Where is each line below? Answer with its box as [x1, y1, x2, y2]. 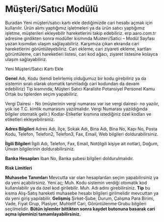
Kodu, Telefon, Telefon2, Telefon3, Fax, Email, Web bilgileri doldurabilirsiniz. [5, 131, 159, 137]
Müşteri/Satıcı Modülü [5, 3, 98, 15]
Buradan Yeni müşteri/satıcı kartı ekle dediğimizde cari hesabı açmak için [5, 20, 153, 26]
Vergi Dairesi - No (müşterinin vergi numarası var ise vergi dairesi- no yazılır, [5, 100, 160, 106]
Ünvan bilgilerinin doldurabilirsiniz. [5, 146, 75, 152]
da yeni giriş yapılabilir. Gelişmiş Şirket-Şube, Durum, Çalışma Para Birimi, [5, 195, 155, 201]
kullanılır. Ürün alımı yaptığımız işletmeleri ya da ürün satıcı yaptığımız [5, 25, 145, 31]
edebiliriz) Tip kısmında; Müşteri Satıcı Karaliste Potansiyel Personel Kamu [5, 86, 155, 92]
